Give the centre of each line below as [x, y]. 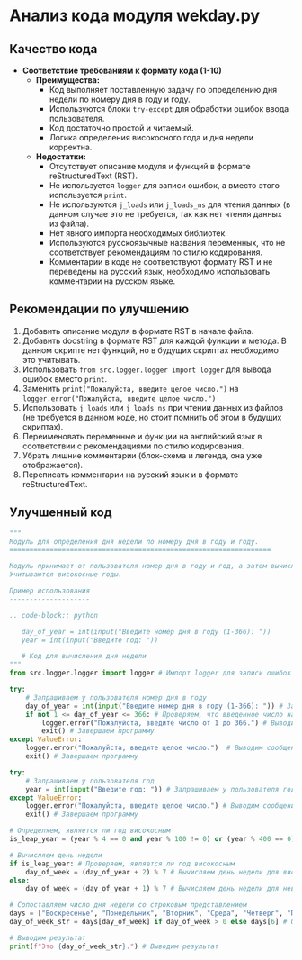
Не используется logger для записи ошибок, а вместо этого [164, 185]
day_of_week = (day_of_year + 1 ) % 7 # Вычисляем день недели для [152, 889]
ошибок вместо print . [65, 378]
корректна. [71, 147]
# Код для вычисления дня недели [84, 657]
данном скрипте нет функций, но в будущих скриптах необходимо [150, 350]
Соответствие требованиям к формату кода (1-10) [122, 70]
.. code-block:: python [54, 615]
